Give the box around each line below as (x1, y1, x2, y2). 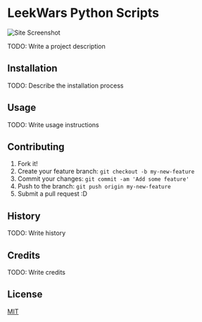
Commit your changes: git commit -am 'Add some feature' (17, 174, 190, 183)
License (7, 288, 43, 301)
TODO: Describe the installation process (7, 81, 124, 90)
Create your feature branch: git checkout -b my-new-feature (17, 167, 195, 176)
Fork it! (17, 160, 39, 168)
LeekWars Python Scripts (7, 5, 160, 21)
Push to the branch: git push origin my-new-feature (17, 182, 171, 191)
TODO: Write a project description (7, 42, 106, 50)
